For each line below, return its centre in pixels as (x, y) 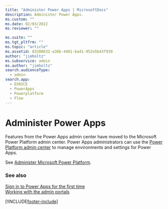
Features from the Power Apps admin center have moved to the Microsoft (81, 137)
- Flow (16, 98)
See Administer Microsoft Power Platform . (48, 162)
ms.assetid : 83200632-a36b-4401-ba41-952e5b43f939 (59, 51)
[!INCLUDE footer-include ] (32, 201)
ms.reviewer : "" (22, 29)
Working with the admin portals (37, 191)
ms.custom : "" (20, 19)
